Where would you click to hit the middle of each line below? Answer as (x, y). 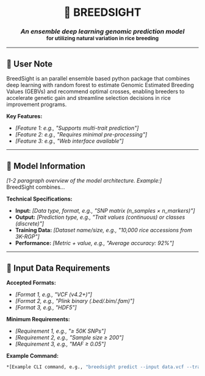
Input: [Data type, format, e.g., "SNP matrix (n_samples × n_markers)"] (105, 211)
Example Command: (33, 355)
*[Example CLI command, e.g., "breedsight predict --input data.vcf (95, 367)
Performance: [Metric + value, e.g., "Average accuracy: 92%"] (95, 243)
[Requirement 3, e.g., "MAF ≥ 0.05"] (60, 344)
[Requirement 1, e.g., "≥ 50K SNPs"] (60, 331)
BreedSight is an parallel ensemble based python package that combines (98, 79)
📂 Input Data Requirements (58, 268)
